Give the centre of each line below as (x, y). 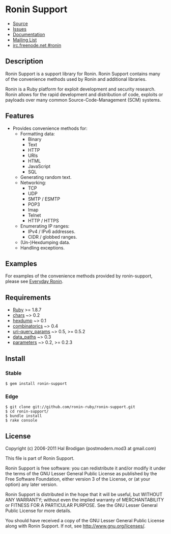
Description (24, 62)
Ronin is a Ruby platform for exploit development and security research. (80, 89)
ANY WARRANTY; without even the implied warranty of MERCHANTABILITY (85, 500)
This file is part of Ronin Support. (40, 458)
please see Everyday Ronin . (34, 282)
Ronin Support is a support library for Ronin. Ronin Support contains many (83, 74)
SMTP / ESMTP (44, 199)
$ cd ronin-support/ (27, 412)
